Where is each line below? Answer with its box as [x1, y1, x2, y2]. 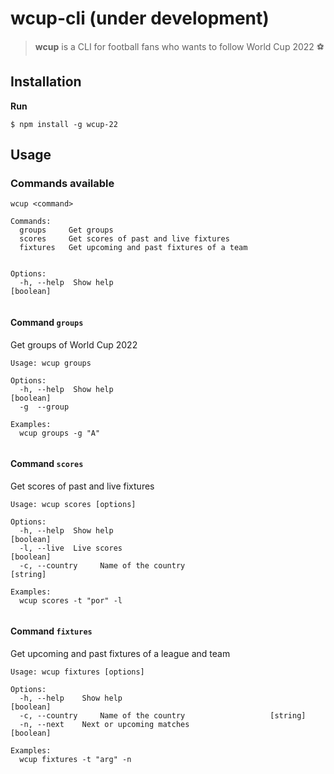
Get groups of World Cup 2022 [10, 338, 138, 351]
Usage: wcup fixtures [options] [10, 667, 145, 677]
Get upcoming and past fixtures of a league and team [10, 648, 231, 660]
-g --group [19, 402, 70, 412]
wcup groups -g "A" [19, 428, 101, 438]
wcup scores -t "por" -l [19, 595, 123, 606]
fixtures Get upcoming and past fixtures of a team [19, 243, 248, 253]
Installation [10, 73, 82, 91]
